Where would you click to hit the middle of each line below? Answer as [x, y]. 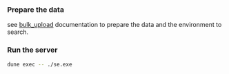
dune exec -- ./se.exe [40, 64]
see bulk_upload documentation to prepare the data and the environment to [114, 25]
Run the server [32, 50]
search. [18, 32]
